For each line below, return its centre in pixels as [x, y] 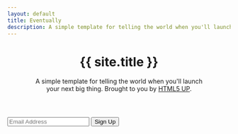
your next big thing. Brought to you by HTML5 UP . [119, 89]
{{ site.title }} [119, 62]
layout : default [31, 14]
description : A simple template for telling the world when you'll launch [120, 27]
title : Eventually [34, 20]
